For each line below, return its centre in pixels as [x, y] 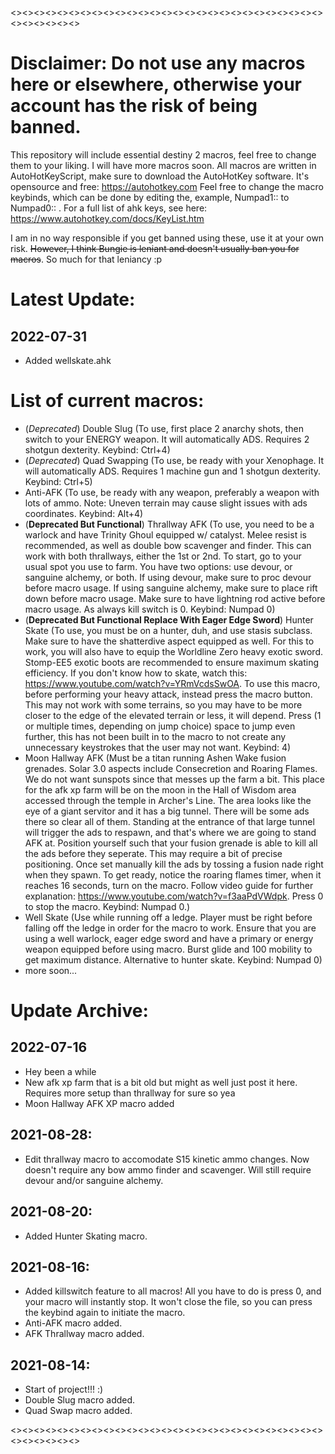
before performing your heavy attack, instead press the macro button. [168, 694]
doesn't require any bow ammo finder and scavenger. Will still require [168, 1169]
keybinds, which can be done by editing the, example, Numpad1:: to [150, 197]
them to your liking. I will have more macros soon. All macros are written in [163, 165]
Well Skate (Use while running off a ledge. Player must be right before [168, 917]
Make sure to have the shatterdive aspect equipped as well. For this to [169, 641]
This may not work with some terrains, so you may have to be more [163, 704]
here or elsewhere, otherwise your [156, 84]
